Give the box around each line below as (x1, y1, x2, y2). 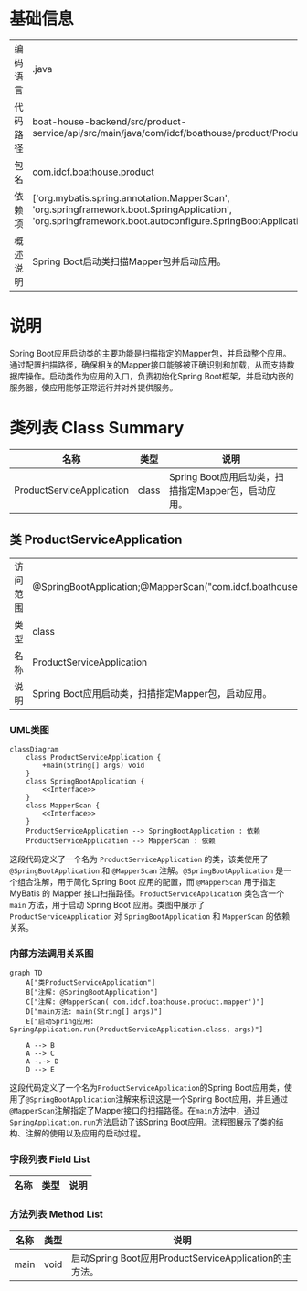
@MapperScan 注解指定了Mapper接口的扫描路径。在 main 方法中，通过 (9, 1105, 260, 1116)
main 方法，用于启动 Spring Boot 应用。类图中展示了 (9, 899, 206, 910)
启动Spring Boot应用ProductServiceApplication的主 (71, 1252, 292, 1264)
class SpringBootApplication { (26, 776, 145, 786)
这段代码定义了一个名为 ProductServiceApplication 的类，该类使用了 (9, 853, 269, 864)
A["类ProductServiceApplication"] (26, 978, 156, 987)
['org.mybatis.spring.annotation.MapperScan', (32, 191, 230, 204)
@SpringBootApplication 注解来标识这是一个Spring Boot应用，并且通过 (26, 1094, 289, 1104)
